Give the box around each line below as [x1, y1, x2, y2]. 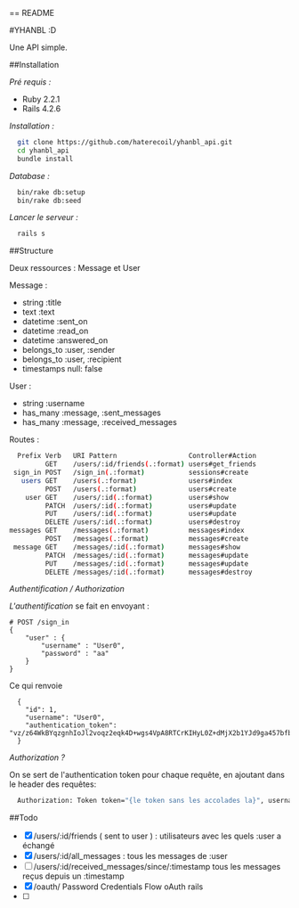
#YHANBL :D [9, 25, 57, 35]
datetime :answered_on [21, 335, 109, 346]
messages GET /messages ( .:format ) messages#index [9, 526, 245, 536]
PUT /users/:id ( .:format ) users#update [44, 510, 238, 519]
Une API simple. [9, 42, 69, 53]
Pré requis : [9, 77, 52, 87]
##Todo [9, 813, 38, 823]
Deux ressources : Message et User [9, 263, 141, 274]
